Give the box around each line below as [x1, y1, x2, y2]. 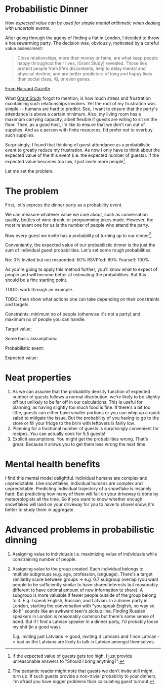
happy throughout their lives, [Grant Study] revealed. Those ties [17, 60, 147, 66]
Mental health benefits [5, 459, 100, 470]
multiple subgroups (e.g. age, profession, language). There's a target [12, 571, 153, 577]
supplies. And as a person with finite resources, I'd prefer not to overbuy [5, 126, 153, 132]
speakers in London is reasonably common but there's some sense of [12, 614, 155, 619]
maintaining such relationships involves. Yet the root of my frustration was [5, 100, 156, 106]
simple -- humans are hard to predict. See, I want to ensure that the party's [5, 106, 158, 112]
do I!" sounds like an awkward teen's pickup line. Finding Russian [12, 608, 146, 614]
